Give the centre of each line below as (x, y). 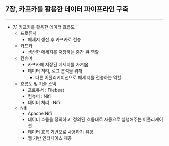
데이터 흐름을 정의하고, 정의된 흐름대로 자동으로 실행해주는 (84, 119)
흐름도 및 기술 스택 (38, 83)
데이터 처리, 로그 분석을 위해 (55, 71)
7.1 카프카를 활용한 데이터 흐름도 (44, 27)
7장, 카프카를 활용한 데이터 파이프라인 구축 (67, 9)
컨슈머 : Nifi (39, 96)
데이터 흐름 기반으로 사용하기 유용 (61, 132)
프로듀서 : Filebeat (46, 90)
